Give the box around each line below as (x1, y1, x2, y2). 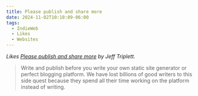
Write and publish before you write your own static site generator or (20, 64, 187, 72)
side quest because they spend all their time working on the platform (20, 77, 190, 84)
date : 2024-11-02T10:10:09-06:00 (6, 14, 89, 20)
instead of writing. (20, 83, 65, 90)
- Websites (11, 36, 39, 42)
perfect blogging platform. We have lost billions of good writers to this (20, 71, 193, 78)
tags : (6, 20, 20, 26)
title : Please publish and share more (6, 8, 102, 15)
